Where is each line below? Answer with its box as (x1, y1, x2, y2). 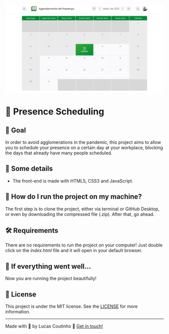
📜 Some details (5, 164, 53, 173)
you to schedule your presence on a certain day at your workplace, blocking (5, 145, 163, 150)
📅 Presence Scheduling (5, 106, 105, 117)
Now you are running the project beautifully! (5, 276, 97, 282)
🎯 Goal (5, 126, 26, 134)
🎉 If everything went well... (5, 262, 92, 271)
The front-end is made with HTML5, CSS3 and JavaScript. (12, 178, 133, 184)
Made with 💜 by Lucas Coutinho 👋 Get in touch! (5, 323, 103, 329)
